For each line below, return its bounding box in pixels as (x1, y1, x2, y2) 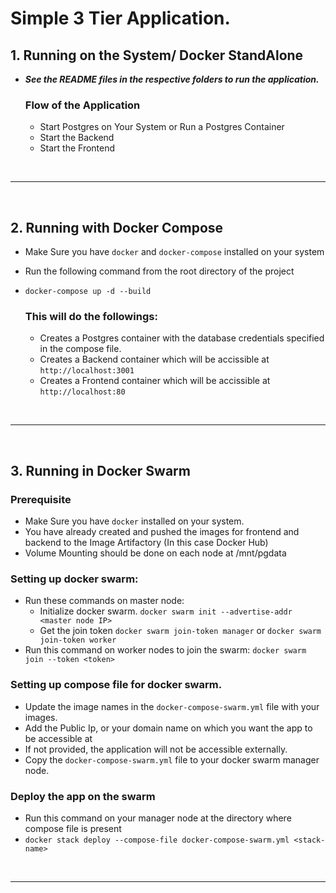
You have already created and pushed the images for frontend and (24, 526, 300, 538)
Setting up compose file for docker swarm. (10, 678, 223, 692)
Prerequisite (10, 492, 72, 506)
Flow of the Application (24, 98, 141, 112)
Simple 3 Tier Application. (10, 7, 231, 30)
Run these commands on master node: (24, 595, 185, 607)
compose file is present (24, 822, 122, 834)
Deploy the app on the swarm (10, 789, 156, 803)
